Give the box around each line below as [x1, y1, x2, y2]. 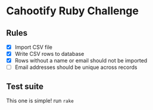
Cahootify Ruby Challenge [6, 4, 139, 18]
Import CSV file [14, 43, 52, 51]
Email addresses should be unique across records [14, 64, 138, 71]
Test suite [6, 81, 43, 92]
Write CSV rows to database [14, 51, 85, 58]
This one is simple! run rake [6, 97, 74, 105]
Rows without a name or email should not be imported [14, 57, 148, 64]
